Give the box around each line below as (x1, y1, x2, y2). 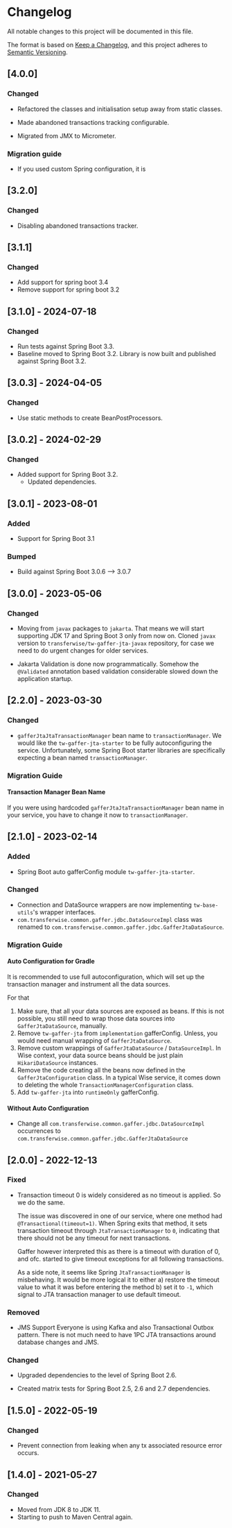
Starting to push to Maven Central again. (17, 1513, 133, 1521)
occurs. (17, 1449, 39, 1457)
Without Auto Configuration (7, 1104, 89, 1112)
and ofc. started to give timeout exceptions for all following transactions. (17, 1254, 224, 1263)
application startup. (17, 675, 73, 683)
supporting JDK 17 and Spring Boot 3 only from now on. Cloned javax (17, 632, 216, 640)
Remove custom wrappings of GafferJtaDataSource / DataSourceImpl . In (17, 1043, 222, 1052)
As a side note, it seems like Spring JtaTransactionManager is (17, 1268, 190, 1276)
